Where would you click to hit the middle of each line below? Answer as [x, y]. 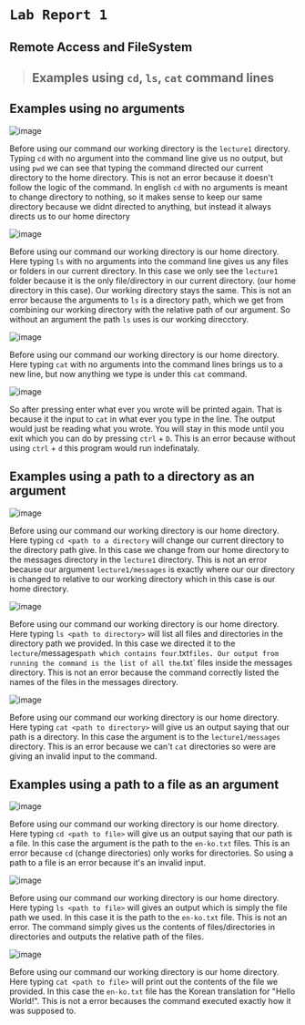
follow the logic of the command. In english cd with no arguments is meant [149, 187]
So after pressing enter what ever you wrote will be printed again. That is [146, 409]
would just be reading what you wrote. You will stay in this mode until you [147, 428]
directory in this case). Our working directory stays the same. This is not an [150, 290]
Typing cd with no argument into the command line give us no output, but [147, 158]
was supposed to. [43, 1011]
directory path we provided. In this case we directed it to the [122, 643]
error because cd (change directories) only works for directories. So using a [152, 853]
